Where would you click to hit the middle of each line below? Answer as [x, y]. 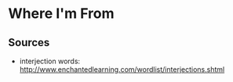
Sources [29, 43]
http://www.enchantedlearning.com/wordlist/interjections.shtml [122, 70]
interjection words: [50, 61]
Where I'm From [62, 14]
